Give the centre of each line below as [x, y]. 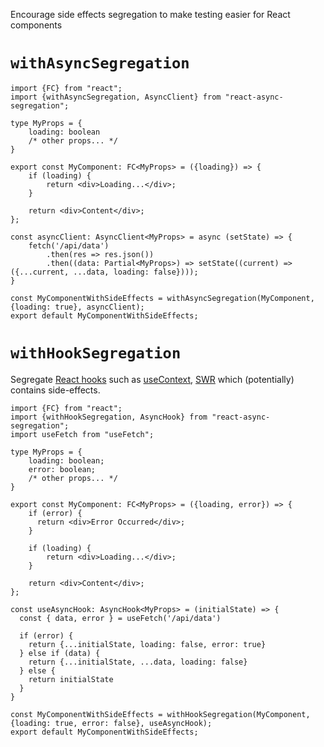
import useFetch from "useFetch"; [82, 434]
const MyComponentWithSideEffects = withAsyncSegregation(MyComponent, [162, 298]
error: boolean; [62, 469]
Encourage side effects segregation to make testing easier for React [150, 14]
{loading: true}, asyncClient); [77, 307]
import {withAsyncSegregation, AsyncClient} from [116, 97]
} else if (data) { [60, 653]
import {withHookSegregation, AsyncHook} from [109, 417]
